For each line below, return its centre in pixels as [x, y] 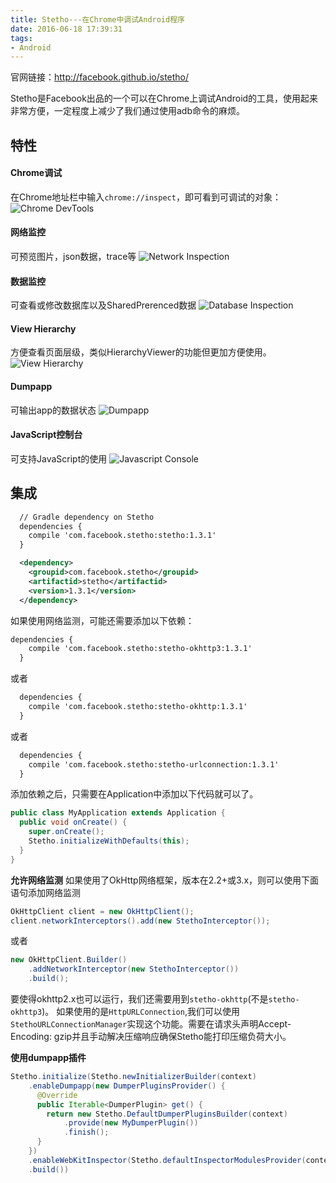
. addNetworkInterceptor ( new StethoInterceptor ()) [134, 969]
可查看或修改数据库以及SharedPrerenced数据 [103, 305]
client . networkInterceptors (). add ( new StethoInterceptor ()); [140, 921]
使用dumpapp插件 [48, 1058]
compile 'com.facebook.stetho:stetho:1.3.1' [122, 536]
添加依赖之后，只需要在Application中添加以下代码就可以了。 [134, 794]
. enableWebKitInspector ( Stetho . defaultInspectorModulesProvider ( [167, 1160]
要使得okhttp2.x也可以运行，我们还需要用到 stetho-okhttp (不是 [139, 999]
